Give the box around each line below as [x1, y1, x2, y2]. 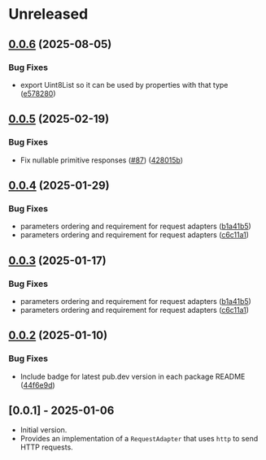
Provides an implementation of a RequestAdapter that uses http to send [20, 434, 259, 444]
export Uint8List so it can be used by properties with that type [20, 80, 229, 89]
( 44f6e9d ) [20, 380, 55, 390]
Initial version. [20, 425, 68, 435]
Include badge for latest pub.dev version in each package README [20, 371, 246, 381]
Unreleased [8, 5, 89, 24]
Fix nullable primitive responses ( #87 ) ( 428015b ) [20, 155, 184, 165]
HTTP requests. [20, 442, 73, 452]
